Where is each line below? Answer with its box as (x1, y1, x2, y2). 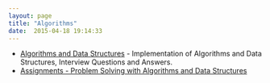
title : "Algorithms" (8, 19, 78, 27)
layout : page (8, 11, 52, 20)
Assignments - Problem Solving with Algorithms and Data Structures (19, 66, 247, 76)
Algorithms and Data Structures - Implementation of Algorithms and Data (19, 49, 262, 59)
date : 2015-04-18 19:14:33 (8, 27, 103, 35)
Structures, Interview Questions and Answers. (19, 57, 173, 67)
